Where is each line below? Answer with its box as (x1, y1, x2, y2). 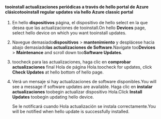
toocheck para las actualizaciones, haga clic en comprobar (12, 59, 131, 65)
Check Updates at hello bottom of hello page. (12, 69, 104, 75)
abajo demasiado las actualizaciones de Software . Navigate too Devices (12, 45, 156, 50)
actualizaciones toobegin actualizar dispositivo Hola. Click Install (12, 89, 143, 95)
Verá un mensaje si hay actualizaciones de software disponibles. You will (12, 79, 157, 85)
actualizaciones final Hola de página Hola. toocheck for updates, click (12, 64, 152, 70)
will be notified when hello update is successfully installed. (12, 109, 129, 115)
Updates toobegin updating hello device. (12, 94, 94, 100)
